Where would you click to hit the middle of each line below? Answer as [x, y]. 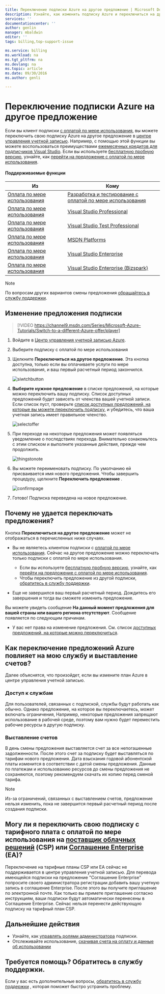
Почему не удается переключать [59, 513]
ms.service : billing [26, 50]
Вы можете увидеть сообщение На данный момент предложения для [80, 607]
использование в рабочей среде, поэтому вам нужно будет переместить [82, 719]
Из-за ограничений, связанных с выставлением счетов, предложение [79, 798]
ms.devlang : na [21, 64]
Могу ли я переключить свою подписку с [72, 824]
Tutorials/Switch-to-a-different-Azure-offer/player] [69, 330]
